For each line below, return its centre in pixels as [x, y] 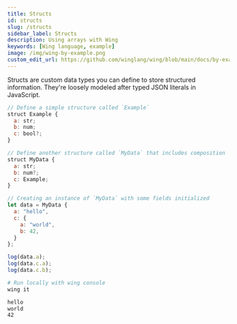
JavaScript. [24, 94]
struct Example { [33, 114]
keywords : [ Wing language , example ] [61, 46]
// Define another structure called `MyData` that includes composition [116, 153]
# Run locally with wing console [56, 282]
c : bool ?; [28, 134]
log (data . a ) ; [26, 257]
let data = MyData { [38, 205]
